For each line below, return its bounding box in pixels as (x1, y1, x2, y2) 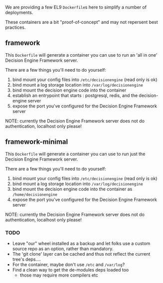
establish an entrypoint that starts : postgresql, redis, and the (12, 92, 138, 98)
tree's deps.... (12, 256, 41, 262)
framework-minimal (5, 138, 68, 146)
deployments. (5, 9, 33, 15)
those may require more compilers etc (19, 272, 98, 278)
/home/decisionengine (12, 192, 57, 197)
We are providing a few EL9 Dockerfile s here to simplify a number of (5, 4, 147, 10)
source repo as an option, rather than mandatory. (12, 246, 114, 252)
